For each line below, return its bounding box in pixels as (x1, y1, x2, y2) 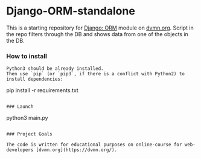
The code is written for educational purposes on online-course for (6, 142, 182, 148)
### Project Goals (6, 131, 53, 137)
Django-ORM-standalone (6, 4, 136, 18)
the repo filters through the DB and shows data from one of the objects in (6, 30, 189, 37)
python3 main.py (6, 114, 48, 122)
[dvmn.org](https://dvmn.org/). (36, 147, 118, 153)
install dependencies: (6, 76, 63, 83)
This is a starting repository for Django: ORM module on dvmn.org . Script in (6, 24, 194, 31)
